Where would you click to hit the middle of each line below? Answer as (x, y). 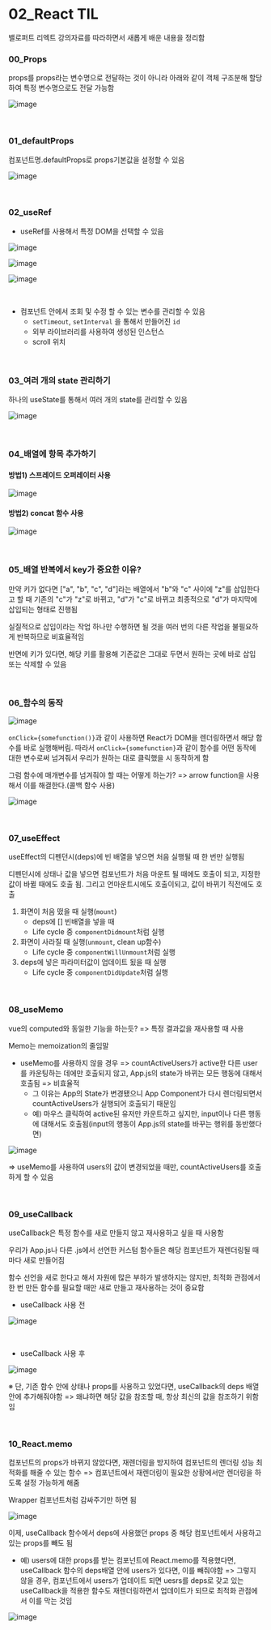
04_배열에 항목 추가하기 (53, 454)
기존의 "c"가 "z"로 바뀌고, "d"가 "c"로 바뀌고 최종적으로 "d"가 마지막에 (145, 599)
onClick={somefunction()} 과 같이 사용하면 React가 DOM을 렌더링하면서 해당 (131, 738)
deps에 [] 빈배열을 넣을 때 (73, 922)
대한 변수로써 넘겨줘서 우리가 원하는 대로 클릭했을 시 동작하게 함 (109, 758)
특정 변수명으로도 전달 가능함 (69, 88)
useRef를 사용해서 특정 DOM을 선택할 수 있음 (92, 231)
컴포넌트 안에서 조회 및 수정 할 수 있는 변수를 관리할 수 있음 (113, 311)
